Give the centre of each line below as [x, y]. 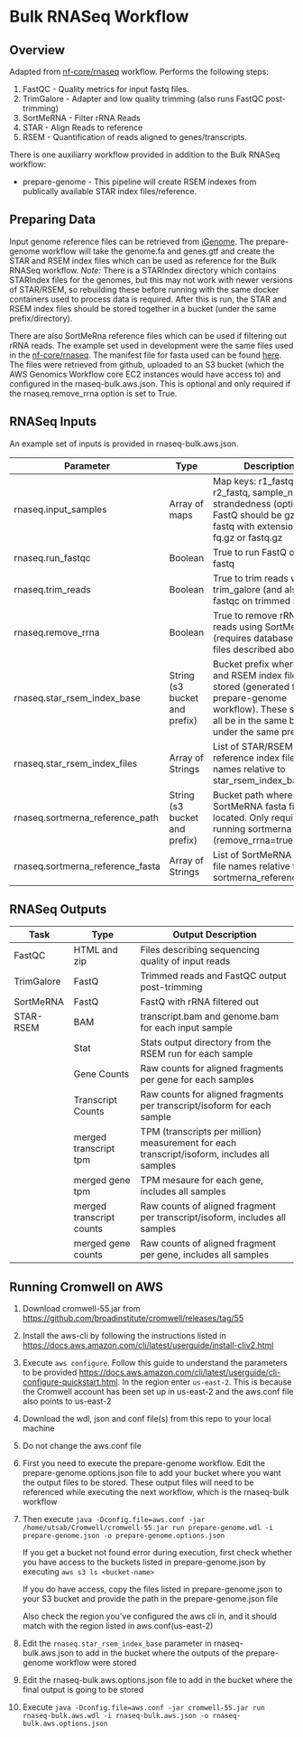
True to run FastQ [250, 552]
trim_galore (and [248, 589]
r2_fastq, [232, 492]
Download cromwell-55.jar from [81, 1309]
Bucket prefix [241, 664]
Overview [37, 50]
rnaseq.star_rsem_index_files [76, 763]
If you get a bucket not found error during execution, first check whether [157, 1553]
